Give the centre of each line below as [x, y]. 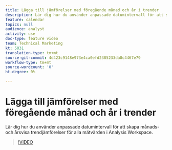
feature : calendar [25, 19]
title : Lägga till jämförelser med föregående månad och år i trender [82, 10]
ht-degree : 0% [20, 72]
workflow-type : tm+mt [28, 62]
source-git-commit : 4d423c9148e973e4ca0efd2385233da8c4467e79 [73, 58]
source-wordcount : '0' [29, 67]
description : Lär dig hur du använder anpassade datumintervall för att [84, 15]
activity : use [20, 34]
